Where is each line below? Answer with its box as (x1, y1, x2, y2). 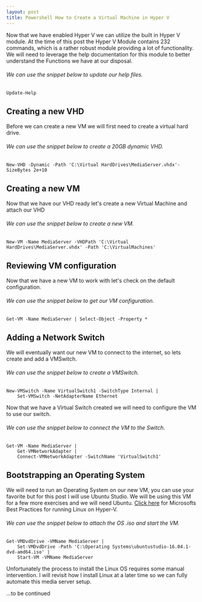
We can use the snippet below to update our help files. (6, 71, 143, 78)
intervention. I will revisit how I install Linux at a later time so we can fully (6, 571, 188, 578)
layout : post (6, 9, 39, 15)
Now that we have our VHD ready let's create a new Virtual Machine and (6, 199, 187, 207)
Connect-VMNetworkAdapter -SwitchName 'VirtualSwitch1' (17, 454, 162, 460)
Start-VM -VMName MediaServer (17, 554, 94, 560)
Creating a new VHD (6, 106, 84, 117)
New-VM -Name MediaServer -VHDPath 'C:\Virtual (6, 238, 129, 245)
